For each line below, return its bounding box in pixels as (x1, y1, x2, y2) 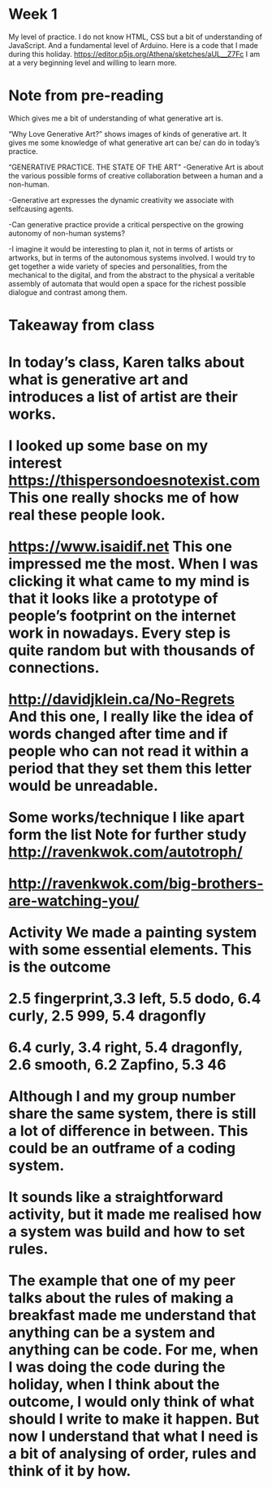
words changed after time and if (8, 725, 228, 744)
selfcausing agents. (8, 204, 75, 213)
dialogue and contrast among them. (8, 287, 128, 297)
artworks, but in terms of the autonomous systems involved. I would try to (8, 252, 256, 262)
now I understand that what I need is (8, 1427, 258, 1446)
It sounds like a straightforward (8, 1188, 223, 1206)
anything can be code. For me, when (8, 1341, 259, 1359)
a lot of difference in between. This (8, 1121, 249, 1140)
